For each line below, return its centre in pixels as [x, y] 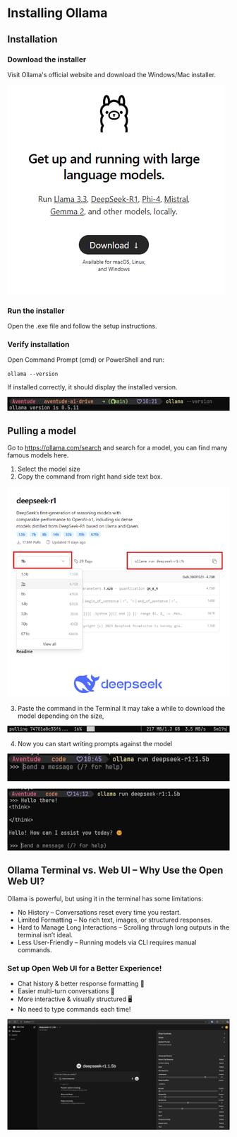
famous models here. [38, 455]
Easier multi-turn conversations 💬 [66, 991]
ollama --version [33, 374]
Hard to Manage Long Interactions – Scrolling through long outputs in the [123, 927]
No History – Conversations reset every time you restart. [99, 912]
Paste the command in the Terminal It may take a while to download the [121, 708]
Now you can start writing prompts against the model [95, 744]
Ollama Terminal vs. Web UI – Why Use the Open [115, 870]
